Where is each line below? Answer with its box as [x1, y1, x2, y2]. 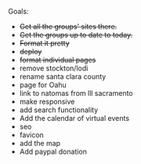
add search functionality [19, 105, 99, 115]
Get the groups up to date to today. [19, 31, 133, 39]
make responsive [19, 97, 75, 106]
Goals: [8, 7, 29, 16]
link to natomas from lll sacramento [19, 89, 133, 97]
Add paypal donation [19, 147, 88, 156]
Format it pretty [19, 38, 70, 48]
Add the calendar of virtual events [19, 114, 130, 122]
